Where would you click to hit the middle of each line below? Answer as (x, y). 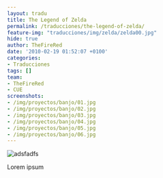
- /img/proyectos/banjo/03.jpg (51, 115)
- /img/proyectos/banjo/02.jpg (51, 109)
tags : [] (19, 71)
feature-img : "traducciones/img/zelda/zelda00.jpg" (82, 33)
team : (15, 77)
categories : (24, 58)
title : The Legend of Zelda (47, 20)
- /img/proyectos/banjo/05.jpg (51, 128)
